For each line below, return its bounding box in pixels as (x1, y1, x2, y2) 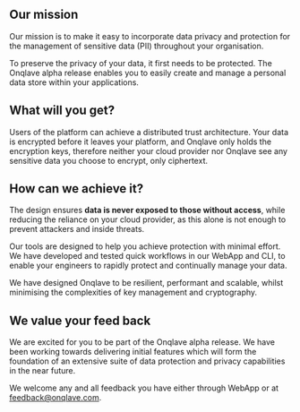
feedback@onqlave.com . (9, 392, 102, 403)
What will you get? (9, 103, 116, 118)
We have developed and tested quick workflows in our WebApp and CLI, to (9, 251, 286, 262)
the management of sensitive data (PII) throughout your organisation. (9, 40, 264, 51)
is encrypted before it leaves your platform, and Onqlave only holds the (9, 136, 271, 147)
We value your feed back (9, 313, 151, 328)
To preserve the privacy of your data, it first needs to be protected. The (9, 57, 273, 68)
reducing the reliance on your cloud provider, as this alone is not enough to (9, 214, 287, 225)
